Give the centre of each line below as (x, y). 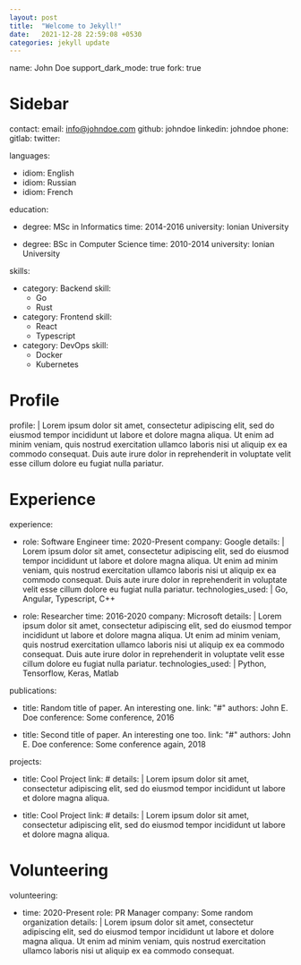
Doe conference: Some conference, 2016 (98, 718)
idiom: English (48, 173)
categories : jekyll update (60, 43)
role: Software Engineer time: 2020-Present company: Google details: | (153, 542)
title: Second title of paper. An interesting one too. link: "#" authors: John (156, 735)
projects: (26, 762)
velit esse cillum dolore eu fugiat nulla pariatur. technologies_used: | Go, (155, 589)
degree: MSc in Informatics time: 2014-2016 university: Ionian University (155, 227)
